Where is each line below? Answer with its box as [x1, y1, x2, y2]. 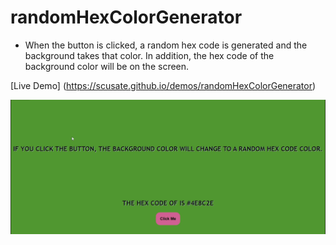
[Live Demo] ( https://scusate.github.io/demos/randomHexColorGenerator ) [10, 79, 317, 91]
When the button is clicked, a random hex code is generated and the [24, 39, 308, 51]
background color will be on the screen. [24, 60, 190, 72]
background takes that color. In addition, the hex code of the [24, 49, 275, 61]
